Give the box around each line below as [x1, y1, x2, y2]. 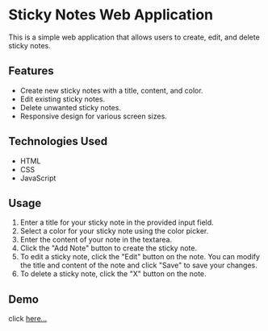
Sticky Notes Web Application [8, 6, 214, 24]
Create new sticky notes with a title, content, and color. [19, 85, 203, 95]
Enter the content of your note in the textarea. [19, 235, 173, 245]
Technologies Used [8, 134, 107, 148]
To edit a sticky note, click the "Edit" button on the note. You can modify [19, 252, 261, 262]
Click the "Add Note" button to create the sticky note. [19, 243, 198, 253]
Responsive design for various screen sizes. [19, 111, 167, 121]
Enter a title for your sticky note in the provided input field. [19, 217, 214, 227]
